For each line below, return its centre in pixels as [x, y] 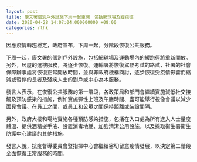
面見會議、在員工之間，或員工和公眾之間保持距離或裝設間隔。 [81, 106]
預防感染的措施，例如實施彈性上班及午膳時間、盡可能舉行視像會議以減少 [103, 99]
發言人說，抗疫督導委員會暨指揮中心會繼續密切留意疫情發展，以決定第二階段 [98, 146]
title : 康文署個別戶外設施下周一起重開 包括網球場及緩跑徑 [70, 17]
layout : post [22, 11]
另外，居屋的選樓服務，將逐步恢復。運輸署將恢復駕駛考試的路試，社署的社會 [98, 65]
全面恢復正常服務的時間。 [36, 153]
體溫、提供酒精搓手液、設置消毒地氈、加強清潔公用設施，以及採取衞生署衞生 [98, 126]
